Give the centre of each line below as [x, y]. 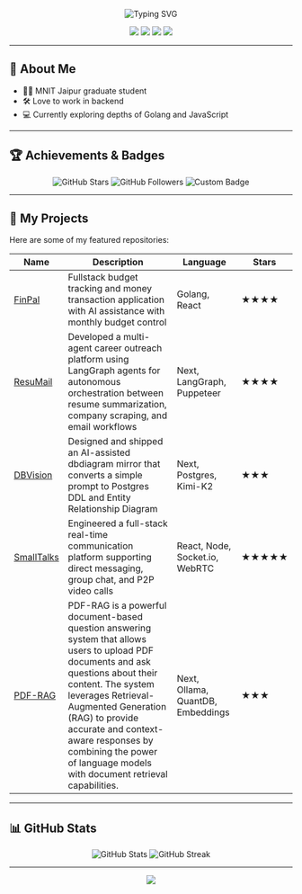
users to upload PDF [111, 650]
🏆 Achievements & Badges [87, 156]
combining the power [113, 752]
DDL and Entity [99, 497]
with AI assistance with [116, 311]
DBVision [33, 475]
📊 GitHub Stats [53, 828]
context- [145, 729]
